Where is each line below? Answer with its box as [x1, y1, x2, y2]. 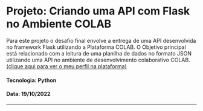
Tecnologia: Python [6, 77, 57, 84]
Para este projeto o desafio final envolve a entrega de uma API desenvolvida [6, 37, 196, 44]
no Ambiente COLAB [6, 17, 112, 31]
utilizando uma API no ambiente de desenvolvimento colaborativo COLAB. [6, 56, 190, 63]
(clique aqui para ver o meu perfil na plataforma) [6, 62, 127, 70]
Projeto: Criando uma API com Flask [6, 4, 190, 18]
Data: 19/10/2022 [6, 90, 51, 98]
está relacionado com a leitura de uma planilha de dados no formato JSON [6, 49, 192, 57]
